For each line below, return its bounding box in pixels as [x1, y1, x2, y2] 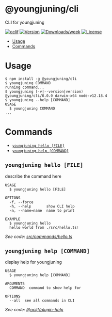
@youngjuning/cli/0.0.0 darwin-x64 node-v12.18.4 [5, 93, 108, 98]
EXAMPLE [5, 217, 21, 222]
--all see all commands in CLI [9, 298, 75, 303]
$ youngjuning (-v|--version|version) [5, 89, 83, 94]
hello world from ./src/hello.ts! [9, 225, 79, 230]
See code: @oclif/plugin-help [5, 307, 64, 313]
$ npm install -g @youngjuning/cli [5, 76, 77, 81]
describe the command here [5, 173, 62, 179]
